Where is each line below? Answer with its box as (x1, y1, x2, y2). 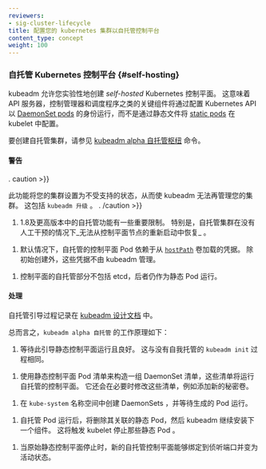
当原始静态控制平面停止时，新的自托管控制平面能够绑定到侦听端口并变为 (19, 442, 258, 451)
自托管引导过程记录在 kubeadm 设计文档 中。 (8, 310, 157, 320)
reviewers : (8, 11, 45, 20)
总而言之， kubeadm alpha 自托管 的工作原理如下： (8, 327, 169, 336)
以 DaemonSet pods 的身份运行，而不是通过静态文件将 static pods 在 (8, 109, 236, 118)
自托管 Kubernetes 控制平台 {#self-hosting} (8, 70, 180, 81)
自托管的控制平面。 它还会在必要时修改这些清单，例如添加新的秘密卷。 (19, 381, 253, 391)
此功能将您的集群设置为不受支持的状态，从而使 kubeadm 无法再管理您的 (8, 190, 246, 200)
